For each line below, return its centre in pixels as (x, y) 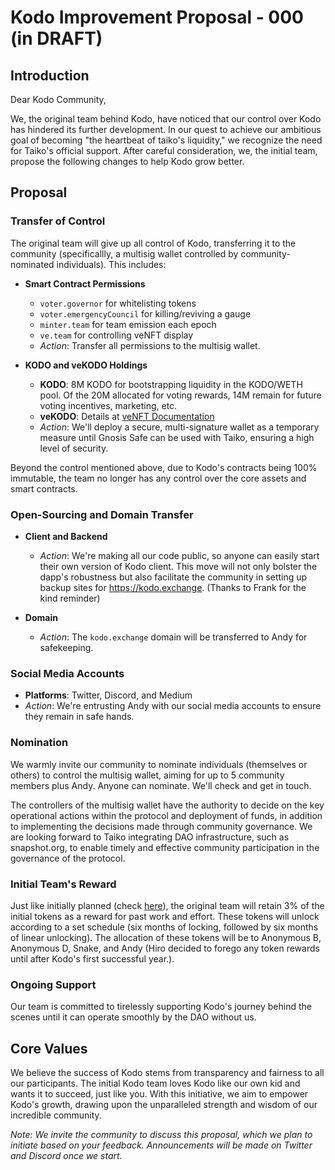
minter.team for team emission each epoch (128, 324)
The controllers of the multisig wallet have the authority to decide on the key (167, 805)
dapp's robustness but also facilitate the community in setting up (173, 577)
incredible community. (56, 1115)
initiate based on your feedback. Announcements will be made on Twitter (161, 1145)
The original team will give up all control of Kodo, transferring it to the (153, 243)
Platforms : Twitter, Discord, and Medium (108, 695)
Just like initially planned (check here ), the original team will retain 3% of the (167, 905)
